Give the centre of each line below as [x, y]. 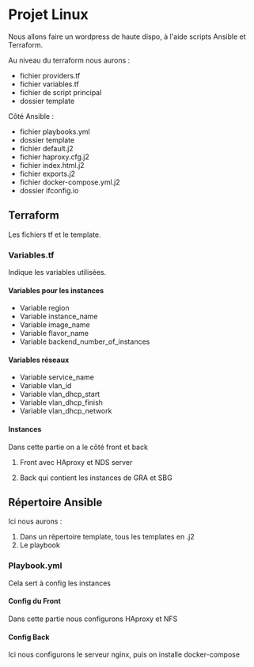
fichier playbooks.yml [55, 131]
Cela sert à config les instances [59, 583]
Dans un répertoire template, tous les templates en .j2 [107, 537]
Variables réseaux [39, 360]
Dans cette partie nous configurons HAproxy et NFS [93, 619]
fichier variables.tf [49, 84]
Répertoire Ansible [55, 503]
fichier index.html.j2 [52, 165]
